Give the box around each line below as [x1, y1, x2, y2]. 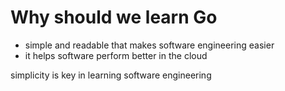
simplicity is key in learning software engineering [10, 69, 212, 81]
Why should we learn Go [10, 6, 218, 29]
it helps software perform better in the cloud [24, 49, 208, 61]
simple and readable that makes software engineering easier [24, 39, 275, 51]
